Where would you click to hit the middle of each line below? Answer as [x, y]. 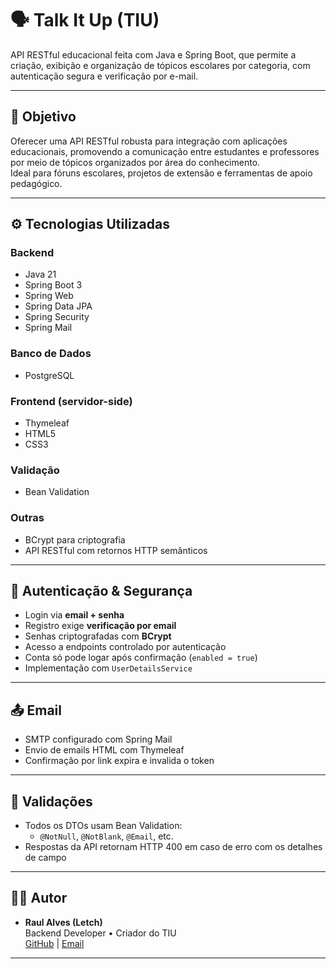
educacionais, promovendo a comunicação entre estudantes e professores [165, 151]
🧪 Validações [51, 801]
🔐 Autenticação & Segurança [101, 591]
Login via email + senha [74, 615]
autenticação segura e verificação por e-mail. [104, 76]
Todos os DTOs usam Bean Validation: [103, 826]
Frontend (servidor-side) [71, 401]
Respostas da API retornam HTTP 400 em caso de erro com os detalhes [173, 847]
